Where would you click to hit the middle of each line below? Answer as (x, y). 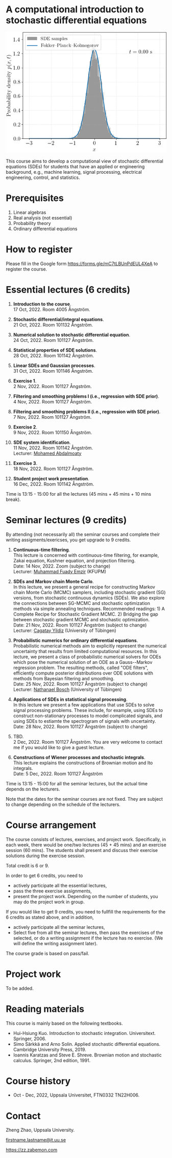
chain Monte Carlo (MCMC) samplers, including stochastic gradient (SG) (89, 592)
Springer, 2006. (30, 1039)
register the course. (27, 269)
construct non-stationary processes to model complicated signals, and (88, 716)
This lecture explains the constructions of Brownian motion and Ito (83, 763)
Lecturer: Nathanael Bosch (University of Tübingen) (67, 689)
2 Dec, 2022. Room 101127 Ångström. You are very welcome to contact (88, 742)
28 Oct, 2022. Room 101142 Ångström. (54, 355)
